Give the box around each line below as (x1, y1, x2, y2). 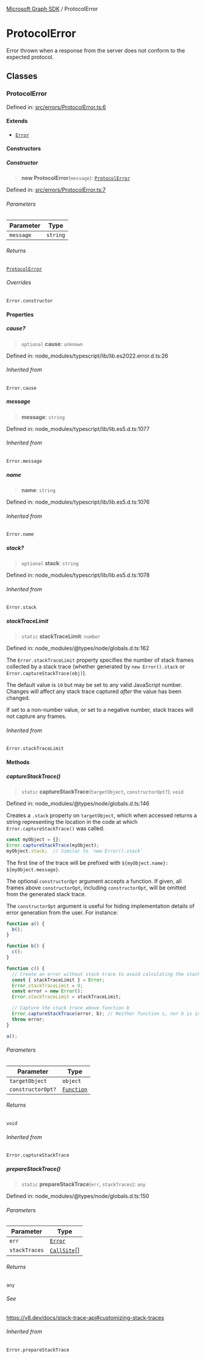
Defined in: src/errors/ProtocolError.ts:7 (6, 186, 106, 193)
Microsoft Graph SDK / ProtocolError (6, 6, 98, 12)
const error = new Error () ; (12, 988, 84, 994)
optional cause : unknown (21, 340, 84, 348)
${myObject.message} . (6, 866, 60, 873)
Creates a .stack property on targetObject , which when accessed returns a (6, 812, 197, 819)
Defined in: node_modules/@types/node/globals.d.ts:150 (6, 1192, 149, 1200)
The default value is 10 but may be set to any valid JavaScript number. (6, 681, 183, 689)
